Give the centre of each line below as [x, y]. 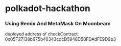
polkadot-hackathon [48, 8]
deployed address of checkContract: [42, 34]
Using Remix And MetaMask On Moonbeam [58, 24]
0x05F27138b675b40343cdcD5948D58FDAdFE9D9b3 [60, 39]
